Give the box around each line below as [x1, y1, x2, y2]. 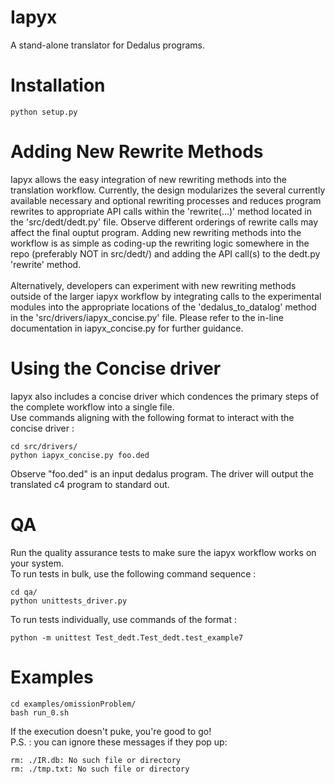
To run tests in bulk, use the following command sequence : [10, 567, 257, 580]
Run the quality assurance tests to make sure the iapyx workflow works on [10, 546, 317, 558]
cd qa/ [10, 587, 38, 597]
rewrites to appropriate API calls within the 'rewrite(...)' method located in [10, 205, 312, 217]
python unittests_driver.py [10, 596, 128, 606]
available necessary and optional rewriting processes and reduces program [10, 194, 322, 206]
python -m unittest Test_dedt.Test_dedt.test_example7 [10, 632, 244, 643]
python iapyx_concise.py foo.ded [10, 450, 150, 460]
